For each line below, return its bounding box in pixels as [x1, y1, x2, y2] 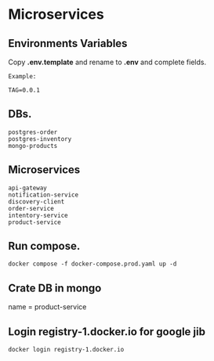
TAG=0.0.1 [8, 86, 41, 94]
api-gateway [8, 184, 47, 192]
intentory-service [8, 211, 68, 219]
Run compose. [8, 240, 81, 253]
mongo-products [8, 142, 58, 150]
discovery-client [8, 197, 65, 205]
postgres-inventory [8, 135, 72, 143]
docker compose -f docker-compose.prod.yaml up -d [8, 260, 177, 268]
